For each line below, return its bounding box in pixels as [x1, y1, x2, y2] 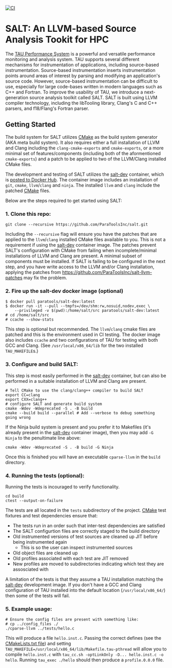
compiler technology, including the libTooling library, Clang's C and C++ [5, 100, 158, 106]
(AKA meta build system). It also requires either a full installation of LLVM [5, 139, 160, 145]
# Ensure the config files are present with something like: [5, 617, 139, 622]
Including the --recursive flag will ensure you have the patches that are [5, 231, 157, 237]
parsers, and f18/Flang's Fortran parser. [5, 105, 89, 112]
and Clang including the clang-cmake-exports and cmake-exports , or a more [5, 144, 164, 151]
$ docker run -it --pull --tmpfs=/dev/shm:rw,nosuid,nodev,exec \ [5, 304, 150, 309]
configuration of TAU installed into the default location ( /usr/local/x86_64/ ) [5, 587, 166, 593]
